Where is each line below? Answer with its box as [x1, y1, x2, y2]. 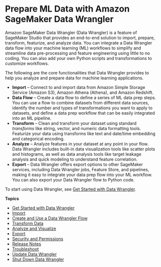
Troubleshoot [12, 246, 39, 252]
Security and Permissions [12, 236, 64, 241]
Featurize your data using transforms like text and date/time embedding [12, 131, 156, 136]
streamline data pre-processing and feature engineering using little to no [5, 50, 150, 56]
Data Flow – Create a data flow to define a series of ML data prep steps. [12, 94, 156, 100]
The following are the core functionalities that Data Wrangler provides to [5, 70, 149, 75]
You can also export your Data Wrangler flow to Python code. [12, 177, 135, 182]
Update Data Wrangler [12, 251, 57, 257]
